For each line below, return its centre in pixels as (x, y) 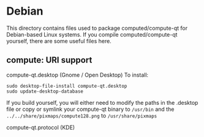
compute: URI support (49, 60)
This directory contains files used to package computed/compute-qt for (97, 28)
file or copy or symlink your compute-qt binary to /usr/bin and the (90, 109)
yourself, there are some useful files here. (59, 41)
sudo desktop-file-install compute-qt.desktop (67, 86)
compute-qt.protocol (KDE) (41, 127)
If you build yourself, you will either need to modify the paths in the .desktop (102, 102)
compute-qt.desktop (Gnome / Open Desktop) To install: (77, 75)
